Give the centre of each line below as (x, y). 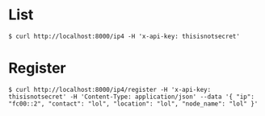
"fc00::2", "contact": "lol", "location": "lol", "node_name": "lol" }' (133, 104)
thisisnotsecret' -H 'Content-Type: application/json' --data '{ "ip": (131, 97)
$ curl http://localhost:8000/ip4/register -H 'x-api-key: (110, 89)
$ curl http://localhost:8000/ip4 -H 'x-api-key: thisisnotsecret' (124, 36)
